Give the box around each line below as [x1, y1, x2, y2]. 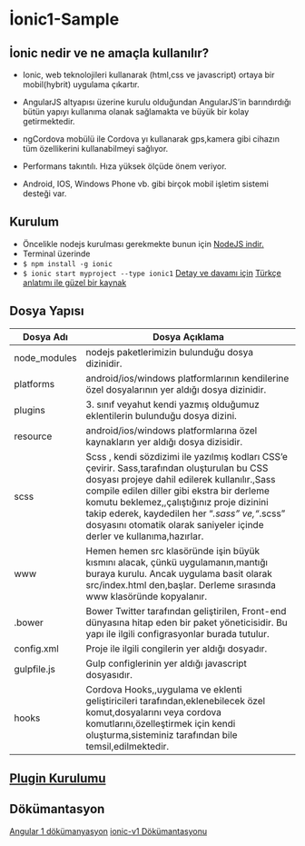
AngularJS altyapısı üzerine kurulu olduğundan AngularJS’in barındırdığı [22, 96, 291, 107]
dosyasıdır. [85, 668, 133, 681]
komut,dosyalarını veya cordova [85, 705, 222, 718]
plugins [14, 403, 45, 416]
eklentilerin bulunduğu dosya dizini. [85, 409, 238, 422]
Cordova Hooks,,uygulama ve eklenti [85, 682, 242, 695]
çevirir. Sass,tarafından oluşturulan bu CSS [85, 462, 269, 474]
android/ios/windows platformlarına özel [85, 423, 258, 436]
